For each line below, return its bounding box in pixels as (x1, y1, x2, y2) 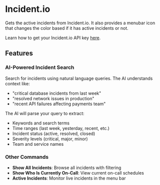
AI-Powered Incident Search (5, 64, 75, 71)
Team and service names (12, 141, 64, 147)
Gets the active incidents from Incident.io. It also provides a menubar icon (5, 20, 156, 26)
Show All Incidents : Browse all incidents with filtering (12, 165, 121, 171)
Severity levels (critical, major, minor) (12, 135, 88, 142)
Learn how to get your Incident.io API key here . (5, 35, 101, 41)
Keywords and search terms (12, 120, 70, 126)
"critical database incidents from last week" (12, 90, 101, 96)
